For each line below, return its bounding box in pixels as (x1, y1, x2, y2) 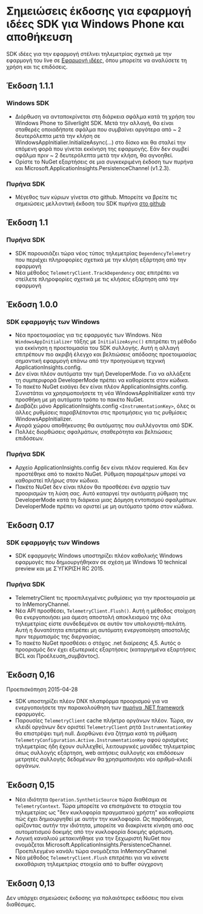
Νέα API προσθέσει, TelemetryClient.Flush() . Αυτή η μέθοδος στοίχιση (15, 606, 196, 614)
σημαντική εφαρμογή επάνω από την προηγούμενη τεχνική (15, 357, 165, 365)
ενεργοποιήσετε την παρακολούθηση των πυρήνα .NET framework (15, 704, 185, 712)
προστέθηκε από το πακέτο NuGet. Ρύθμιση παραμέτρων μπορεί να (15, 470, 186, 478)
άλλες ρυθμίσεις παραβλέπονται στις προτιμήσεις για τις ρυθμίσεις (15, 409, 187, 416)
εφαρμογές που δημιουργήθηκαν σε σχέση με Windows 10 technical (15, 558, 187, 566)
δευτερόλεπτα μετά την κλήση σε (15, 132, 101, 139)
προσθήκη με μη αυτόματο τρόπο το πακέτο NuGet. (15, 396, 144, 404)
